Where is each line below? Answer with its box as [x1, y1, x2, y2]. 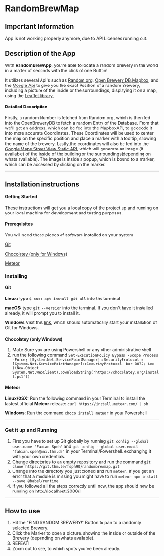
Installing [5, 272, 28, 279]
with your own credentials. [12, 453, 66, 459]
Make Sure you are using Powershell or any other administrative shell [12, 347, 151, 353]
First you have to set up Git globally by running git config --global [12, 438, 149, 444]
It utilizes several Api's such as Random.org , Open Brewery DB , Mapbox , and [5, 77, 159, 83]
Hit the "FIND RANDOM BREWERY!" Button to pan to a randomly [12, 520, 142, 526]
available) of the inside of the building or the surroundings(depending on [5, 151, 151, 157]
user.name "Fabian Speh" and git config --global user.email [12, 443, 138, 449]
